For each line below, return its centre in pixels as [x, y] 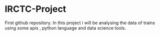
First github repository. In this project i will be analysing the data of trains [80, 23]
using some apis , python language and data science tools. [65, 28]
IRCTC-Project [35, 9]
